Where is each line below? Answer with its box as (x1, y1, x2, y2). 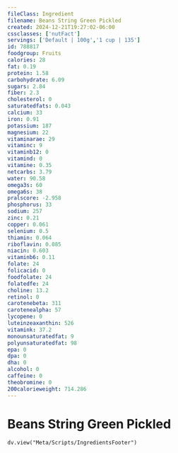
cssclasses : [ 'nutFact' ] (7, 30, 81, 38)
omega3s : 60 (7, 181, 42, 188)
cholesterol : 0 (7, 96, 52, 103)
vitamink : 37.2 (7, 326, 52, 333)
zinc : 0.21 (7, 214, 40, 222)
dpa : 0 (7, 352, 27, 360)
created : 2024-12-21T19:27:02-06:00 (7, 23, 115, 30)
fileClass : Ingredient (7, 10, 74, 18)
